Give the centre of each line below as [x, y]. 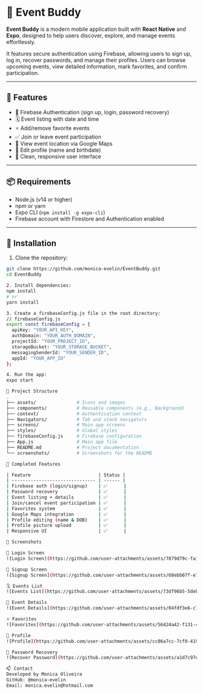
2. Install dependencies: [39, 286]
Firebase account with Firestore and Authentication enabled [89, 219]
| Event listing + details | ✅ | [66, 498]
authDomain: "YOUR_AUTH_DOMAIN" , [54, 336]
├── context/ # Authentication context [74, 413]
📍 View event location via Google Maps [64, 143]
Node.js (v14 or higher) [43, 199]
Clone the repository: [41, 258]
